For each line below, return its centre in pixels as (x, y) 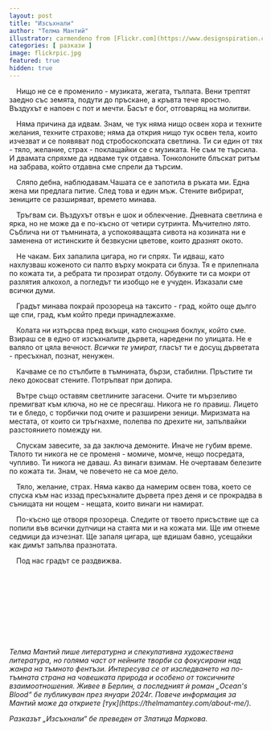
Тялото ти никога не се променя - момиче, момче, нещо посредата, (127, 454)
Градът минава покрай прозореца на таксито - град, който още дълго (136, 306)
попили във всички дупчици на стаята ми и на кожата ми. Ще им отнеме (135, 527)
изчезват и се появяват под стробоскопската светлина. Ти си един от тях (136, 141)
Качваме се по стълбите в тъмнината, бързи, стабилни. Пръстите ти (134, 371)
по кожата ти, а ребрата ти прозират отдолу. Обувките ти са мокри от (130, 273)
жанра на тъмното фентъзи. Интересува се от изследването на (119, 668)
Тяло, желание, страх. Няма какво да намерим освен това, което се (134, 486)
